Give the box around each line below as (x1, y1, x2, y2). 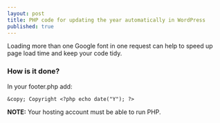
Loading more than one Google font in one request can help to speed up (7, 42, 213, 50)
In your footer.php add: (7, 82, 73, 91)
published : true (7, 23, 54, 30)
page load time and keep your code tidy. (7, 49, 122, 57)
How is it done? (7, 66, 60, 76)
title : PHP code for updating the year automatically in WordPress (7, 17, 206, 23)
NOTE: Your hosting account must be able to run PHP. (7, 108, 161, 116)
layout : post (7, 10, 45, 17)
